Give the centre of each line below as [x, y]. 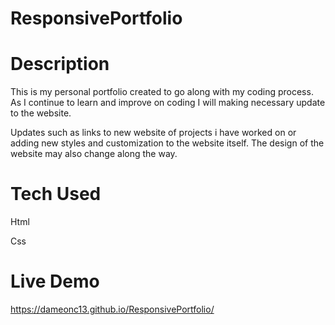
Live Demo [55, 281]
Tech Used [56, 194]
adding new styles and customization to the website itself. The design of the [167, 143]
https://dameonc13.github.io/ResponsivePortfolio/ [112, 309]
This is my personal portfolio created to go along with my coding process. [162, 92]
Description [60, 64]
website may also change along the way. [94, 154]
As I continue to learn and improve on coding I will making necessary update [168, 103]
